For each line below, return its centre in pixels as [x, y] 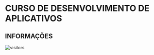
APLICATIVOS [34, 18]
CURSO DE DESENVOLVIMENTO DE [77, 8]
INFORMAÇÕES [29, 36]
